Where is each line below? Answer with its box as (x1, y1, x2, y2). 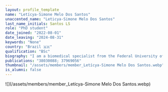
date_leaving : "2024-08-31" (5, 35, 64, 40)
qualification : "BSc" (5, 49, 50, 54)
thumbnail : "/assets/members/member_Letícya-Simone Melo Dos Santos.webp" (5, 63, 164, 68)
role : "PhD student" (5, 26, 48, 31)
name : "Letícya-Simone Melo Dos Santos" (5, 12, 91, 17)
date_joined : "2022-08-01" (5, 30, 61, 35)
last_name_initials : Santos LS (5, 21, 70, 26)
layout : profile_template (5, 7, 59, 12)
